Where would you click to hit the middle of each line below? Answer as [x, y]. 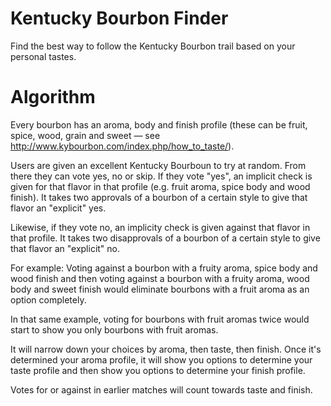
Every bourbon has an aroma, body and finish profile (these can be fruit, [159, 124]
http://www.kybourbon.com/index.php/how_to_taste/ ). [122, 146]
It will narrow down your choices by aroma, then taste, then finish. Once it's [166, 349]
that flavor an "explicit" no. [65, 248]
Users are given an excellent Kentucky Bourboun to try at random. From [158, 165]
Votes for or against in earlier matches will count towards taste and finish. [161, 389]
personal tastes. [43, 56]
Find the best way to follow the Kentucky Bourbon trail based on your [153, 46]
